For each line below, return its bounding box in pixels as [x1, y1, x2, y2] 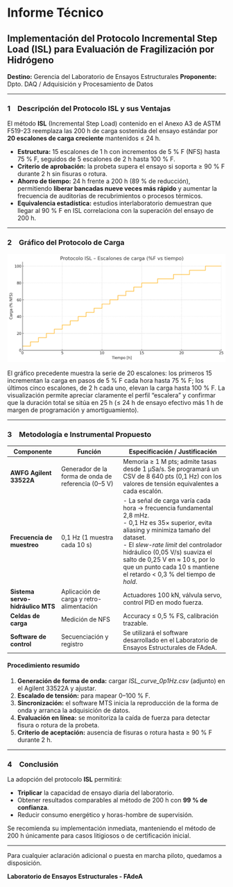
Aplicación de [61, 587, 101, 596]
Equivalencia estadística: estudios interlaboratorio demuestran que [17, 199, 212, 207]
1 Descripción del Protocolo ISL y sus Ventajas [7, 103, 171, 113]
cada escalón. [123, 487, 163, 495]
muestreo [10, 541, 40, 549]
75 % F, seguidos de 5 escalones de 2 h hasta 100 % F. [17, 155, 175, 164]
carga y [61, 594, 83, 603]
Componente [13, 447, 52, 456]
